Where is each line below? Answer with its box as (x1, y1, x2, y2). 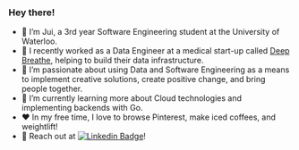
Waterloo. (21, 36, 58, 46)
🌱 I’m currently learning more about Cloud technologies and (21, 93, 243, 104)
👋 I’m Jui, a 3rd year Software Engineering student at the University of (21, 27, 280, 37)
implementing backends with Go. (21, 103, 143, 113)
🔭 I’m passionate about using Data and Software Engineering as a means (21, 64, 290, 75)
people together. (21, 83, 83, 95)
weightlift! (21, 121, 59, 132)
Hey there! (8, 6, 56, 19)
